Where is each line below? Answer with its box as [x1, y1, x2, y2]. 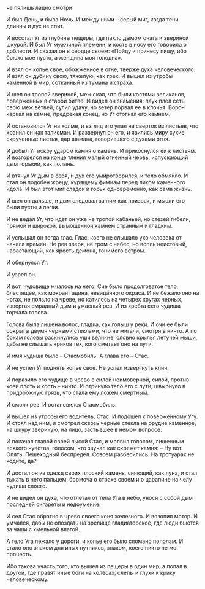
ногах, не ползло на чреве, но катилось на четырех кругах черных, [6, 296, 183, 303]
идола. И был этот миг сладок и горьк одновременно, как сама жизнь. [6, 185, 193, 192]
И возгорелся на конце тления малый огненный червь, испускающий [6, 154, 188, 161]
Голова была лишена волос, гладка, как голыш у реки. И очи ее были [6, 321, 188, 328]
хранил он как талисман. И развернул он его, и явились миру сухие [6, 129, 185, 136]
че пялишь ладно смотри [6, 4, 72, 11]
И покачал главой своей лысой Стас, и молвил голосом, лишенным [6, 438, 185, 445]
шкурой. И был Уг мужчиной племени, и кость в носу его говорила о [6, 41, 187, 48]
